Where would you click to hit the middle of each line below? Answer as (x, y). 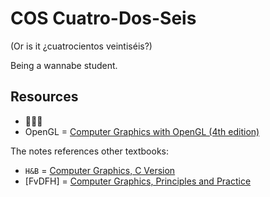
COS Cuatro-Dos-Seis (103, 18)
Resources (44, 97)
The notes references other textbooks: (89, 151)
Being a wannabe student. (64, 65)
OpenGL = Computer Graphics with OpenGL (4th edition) (142, 131)
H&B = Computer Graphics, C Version (100, 170)
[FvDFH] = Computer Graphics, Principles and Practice (138, 181)
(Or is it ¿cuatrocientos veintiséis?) (81, 46)
